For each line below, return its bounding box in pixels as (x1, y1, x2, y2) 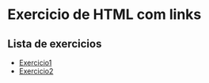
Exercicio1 (18, 58, 52, 67)
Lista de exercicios (7, 37, 102, 51)
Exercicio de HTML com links (7, 6, 202, 24)
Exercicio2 (18, 66, 54, 76)
